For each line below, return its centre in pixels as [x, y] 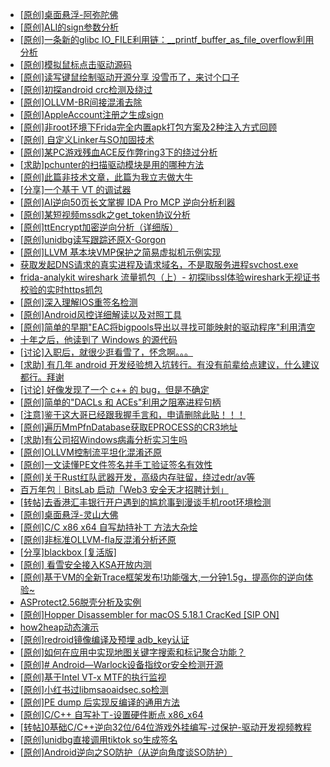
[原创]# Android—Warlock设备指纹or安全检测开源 [121, 664]
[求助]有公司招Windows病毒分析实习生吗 [103, 439]
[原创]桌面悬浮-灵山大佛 [69, 514]
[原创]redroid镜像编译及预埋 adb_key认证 [104, 639]
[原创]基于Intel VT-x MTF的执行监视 [93, 677]
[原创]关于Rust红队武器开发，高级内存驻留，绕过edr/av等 [137, 477]
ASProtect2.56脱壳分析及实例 [80, 602]
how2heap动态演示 [59, 627]
